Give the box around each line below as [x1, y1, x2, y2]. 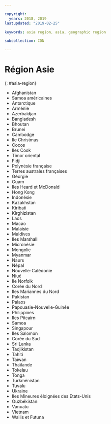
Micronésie [11, 242, 35, 248]
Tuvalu [11, 383, 26, 389]
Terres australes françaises [11, 168, 67, 174]
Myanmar [11, 252, 31, 258]
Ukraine [11, 388, 28, 394]
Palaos [11, 299, 26, 305]
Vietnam [11, 409, 29, 415]
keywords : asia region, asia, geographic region [4, 30, 106, 34]
